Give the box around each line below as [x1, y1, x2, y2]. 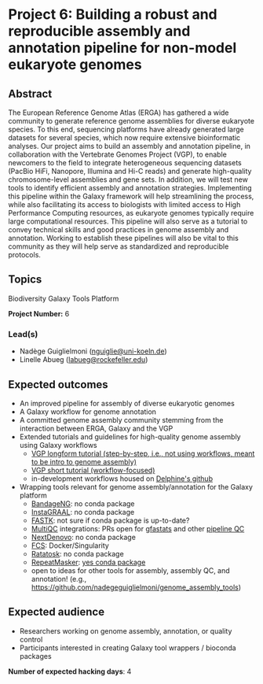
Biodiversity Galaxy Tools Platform [8, 294, 119, 303]
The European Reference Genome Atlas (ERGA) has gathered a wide [8, 108, 229, 117]
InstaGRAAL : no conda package [31, 507, 135, 516]
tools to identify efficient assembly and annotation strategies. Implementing [8, 183, 253, 192]
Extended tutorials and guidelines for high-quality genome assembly [19, 431, 241, 442]
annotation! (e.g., [31, 574, 87, 583]
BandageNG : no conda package [31, 498, 135, 508]
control [19, 634, 43, 644]
